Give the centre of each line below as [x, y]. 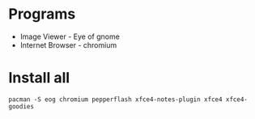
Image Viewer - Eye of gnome [70, 36]
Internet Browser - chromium [68, 45]
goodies [21, 106]
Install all [39, 78]
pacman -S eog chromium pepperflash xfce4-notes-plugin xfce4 [115, 99]
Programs [42, 14]
